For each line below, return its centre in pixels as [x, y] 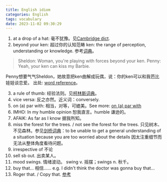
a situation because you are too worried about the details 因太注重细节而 [87, 137]
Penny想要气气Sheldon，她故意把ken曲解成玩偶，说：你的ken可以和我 [78, 77]
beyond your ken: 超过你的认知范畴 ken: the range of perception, [79, 45]
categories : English [27, 14]
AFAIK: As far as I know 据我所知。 [48, 118]
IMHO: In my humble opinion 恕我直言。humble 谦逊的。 [71, 112]
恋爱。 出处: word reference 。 [49, 83]
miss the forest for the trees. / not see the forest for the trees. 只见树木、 [87, 125]
